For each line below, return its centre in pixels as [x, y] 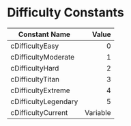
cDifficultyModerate [43, 57]
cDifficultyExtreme [40, 90]
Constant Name [44, 34]
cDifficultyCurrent [39, 112]
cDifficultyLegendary [44, 101]
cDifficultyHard [35, 68]
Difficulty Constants [65, 13]
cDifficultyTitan [35, 79]
